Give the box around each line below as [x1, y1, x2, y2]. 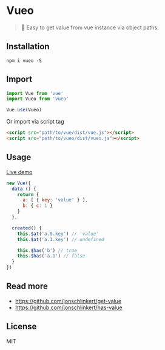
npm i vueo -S [6, 57, 42, 64]
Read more [6, 281, 49, 292]
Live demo [6, 168, 33, 175]
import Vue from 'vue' [6, 90, 64, 96]
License [6, 321, 37, 332]
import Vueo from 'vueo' [6, 96, 69, 102]
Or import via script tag [6, 118, 64, 125]
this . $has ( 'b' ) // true [17, 247, 78, 253]
